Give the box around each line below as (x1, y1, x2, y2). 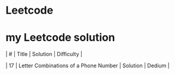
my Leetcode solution (5, 31, 115, 45)
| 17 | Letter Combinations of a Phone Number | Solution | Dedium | (5, 62, 170, 69)
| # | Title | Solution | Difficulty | (5, 51, 83, 58)
